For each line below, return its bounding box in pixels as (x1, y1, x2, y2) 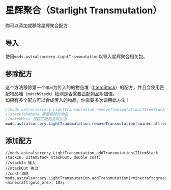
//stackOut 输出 (5, 166, 38, 171)
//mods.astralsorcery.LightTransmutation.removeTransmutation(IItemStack (5, 107, 165, 112)
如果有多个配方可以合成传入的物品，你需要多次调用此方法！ (5, 97, 130, 103)
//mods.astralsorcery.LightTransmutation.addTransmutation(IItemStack (5, 150, 158, 155)
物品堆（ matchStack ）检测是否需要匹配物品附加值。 (9, 90, 118, 97)
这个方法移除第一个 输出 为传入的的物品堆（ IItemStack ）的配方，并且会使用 (5, 84, 160, 90)
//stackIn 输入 (5, 160, 36, 166)
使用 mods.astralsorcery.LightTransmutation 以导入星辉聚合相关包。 (5, 53, 148, 59)
